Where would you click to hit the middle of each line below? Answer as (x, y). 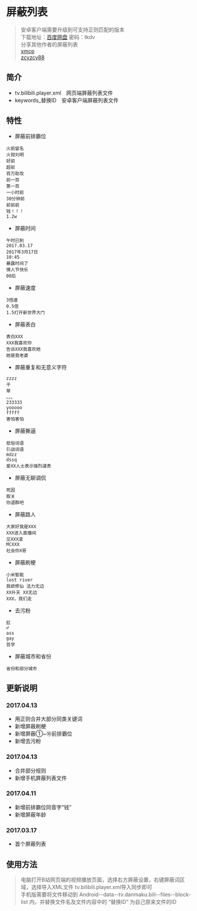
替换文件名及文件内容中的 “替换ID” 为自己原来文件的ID (111, 902)
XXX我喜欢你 (19, 343)
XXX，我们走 (19, 599)
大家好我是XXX (21, 526)
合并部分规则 (30, 770)
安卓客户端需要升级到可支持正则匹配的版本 (72, 30)
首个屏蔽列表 (30, 844)
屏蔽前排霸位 (30, 136)
